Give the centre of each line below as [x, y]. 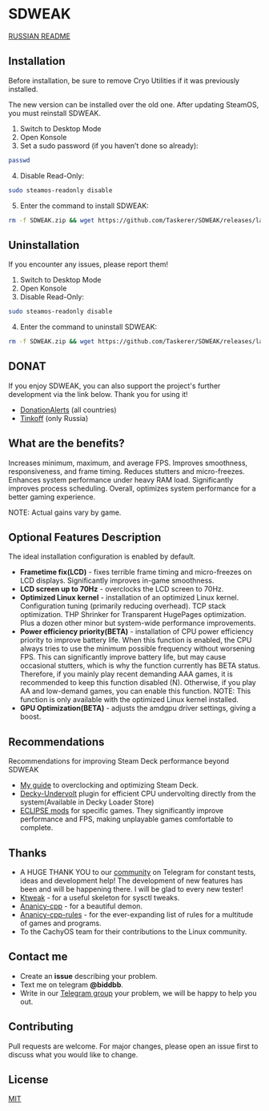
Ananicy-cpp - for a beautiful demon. [81, 906]
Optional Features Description [85, 537]
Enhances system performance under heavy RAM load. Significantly [121, 479]
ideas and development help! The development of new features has [131, 880]
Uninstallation [44, 245]
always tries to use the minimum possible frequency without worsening [137, 648]
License [28, 1080]
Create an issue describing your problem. [88, 976]
